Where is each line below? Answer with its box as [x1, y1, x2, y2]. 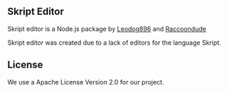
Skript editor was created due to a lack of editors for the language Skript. [7, 38, 222, 47]
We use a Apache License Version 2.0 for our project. [7, 77, 164, 86]
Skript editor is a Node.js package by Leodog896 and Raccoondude [7, 24, 206, 33]
